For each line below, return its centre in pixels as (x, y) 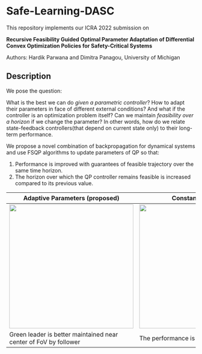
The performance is (167, 338)
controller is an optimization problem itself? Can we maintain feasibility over (100, 115)
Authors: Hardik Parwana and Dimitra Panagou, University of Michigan (93, 57)
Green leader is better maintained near (64, 334)
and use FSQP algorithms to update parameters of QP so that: (83, 152)
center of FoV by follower (45, 342)
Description (29, 76)
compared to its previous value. (54, 183)
